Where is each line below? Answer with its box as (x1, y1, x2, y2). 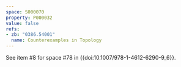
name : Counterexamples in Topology (11, 37, 102, 43)
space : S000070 (6, 9, 45, 15)
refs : (6, 26, 20, 32)
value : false (6, 20, 39, 26)
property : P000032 (6, 15, 53, 21)
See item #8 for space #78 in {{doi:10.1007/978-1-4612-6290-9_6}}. (6, 54, 176, 61)
